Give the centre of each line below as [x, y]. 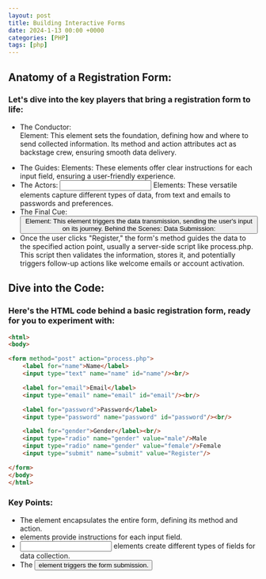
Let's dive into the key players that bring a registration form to [129, 100]
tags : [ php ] [28, 45]
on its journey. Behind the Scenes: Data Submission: [139, 228]
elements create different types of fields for [184, 546]
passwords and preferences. [66, 203]
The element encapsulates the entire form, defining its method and [129, 520]
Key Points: [30, 503]
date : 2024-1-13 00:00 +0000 [56, 30]
